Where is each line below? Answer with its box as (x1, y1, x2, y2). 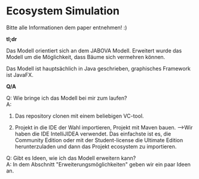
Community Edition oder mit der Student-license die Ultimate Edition (14, 136, 183, 144)
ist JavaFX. (6, 71, 34, 78)
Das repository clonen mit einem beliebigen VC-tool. (14, 112, 145, 119)
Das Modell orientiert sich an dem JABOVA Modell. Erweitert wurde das (6, 47, 182, 54)
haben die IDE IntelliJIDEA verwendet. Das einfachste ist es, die (14, 130, 172, 137)
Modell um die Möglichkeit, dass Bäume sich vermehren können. (6, 53, 166, 60)
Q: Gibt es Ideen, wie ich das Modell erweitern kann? (6, 154, 136, 162)
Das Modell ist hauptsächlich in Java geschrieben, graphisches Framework (6, 64, 191, 72)
